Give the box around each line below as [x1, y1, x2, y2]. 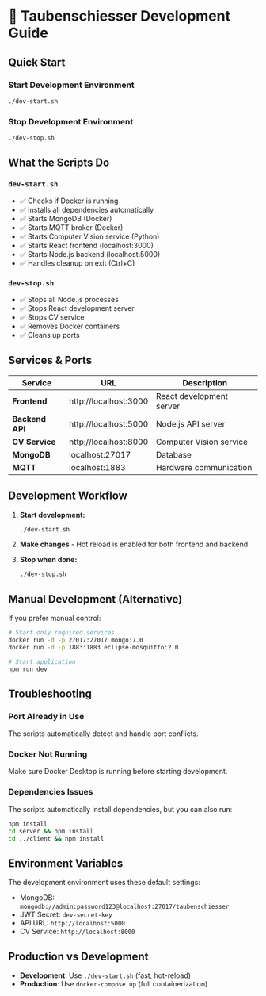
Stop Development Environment [8, 116, 134, 127]
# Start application [8, 657, 77, 665]
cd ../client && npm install [8, 834, 104, 843]
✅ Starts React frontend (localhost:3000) [19, 240, 154, 250]
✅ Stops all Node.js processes [19, 294, 119, 304]
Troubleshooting [8, 687, 93, 700]
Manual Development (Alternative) [8, 592, 183, 606]
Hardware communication [155, 462, 253, 473]
